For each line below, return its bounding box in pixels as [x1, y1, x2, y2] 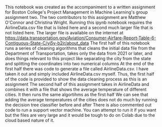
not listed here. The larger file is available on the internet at [5, 30, 123, 35]
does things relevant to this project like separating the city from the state [5, 56, 151, 61]
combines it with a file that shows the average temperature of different [5, 87, 147, 92]
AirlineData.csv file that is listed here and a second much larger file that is [5, 25, 153, 31]
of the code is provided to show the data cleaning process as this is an [5, 76, 147, 82]
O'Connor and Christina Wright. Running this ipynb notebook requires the [5, 19, 152, 25]
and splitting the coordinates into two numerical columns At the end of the [5, 61, 154, 66]
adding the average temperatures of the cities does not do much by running [5, 97, 158, 102]
